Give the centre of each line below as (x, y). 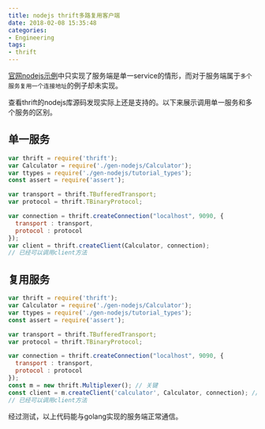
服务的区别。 (35, 112)
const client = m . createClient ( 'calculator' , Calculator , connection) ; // (134, 393)
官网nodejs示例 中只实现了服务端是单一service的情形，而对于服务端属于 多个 (130, 75)
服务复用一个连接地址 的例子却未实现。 (65, 85)
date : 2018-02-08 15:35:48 (52, 23)
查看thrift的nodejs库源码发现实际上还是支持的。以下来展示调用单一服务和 (127, 102)
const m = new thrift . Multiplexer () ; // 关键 (83, 385)
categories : (28, 30)
